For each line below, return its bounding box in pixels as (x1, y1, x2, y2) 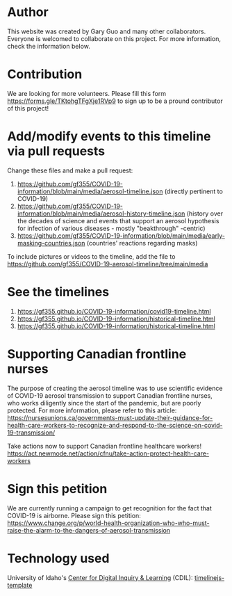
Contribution (7, 67, 83, 82)
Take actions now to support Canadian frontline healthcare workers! (7, 442, 202, 450)
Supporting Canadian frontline (7, 346, 187, 362)
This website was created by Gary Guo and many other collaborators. (7, 27, 206, 35)
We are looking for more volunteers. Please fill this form (7, 89, 167, 97)
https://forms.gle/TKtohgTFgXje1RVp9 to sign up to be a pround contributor (7, 97, 224, 105)
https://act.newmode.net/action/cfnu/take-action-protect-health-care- (7, 449, 210, 458)
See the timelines (7, 284, 110, 300)
